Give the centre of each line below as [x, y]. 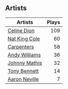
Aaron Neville [23, 79]
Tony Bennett [23, 71]
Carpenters [21, 47]
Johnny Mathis [25, 63]
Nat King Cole [24, 38]
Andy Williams [24, 55]
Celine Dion [21, 30]
